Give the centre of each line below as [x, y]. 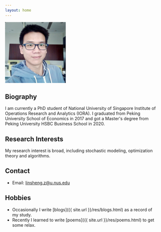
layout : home [18, 10]
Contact [17, 171]
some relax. [24, 225]
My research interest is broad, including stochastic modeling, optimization [79, 151]
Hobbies [18, 198]
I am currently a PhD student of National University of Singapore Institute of [80, 108]
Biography [21, 97]
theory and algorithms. [28, 156]
